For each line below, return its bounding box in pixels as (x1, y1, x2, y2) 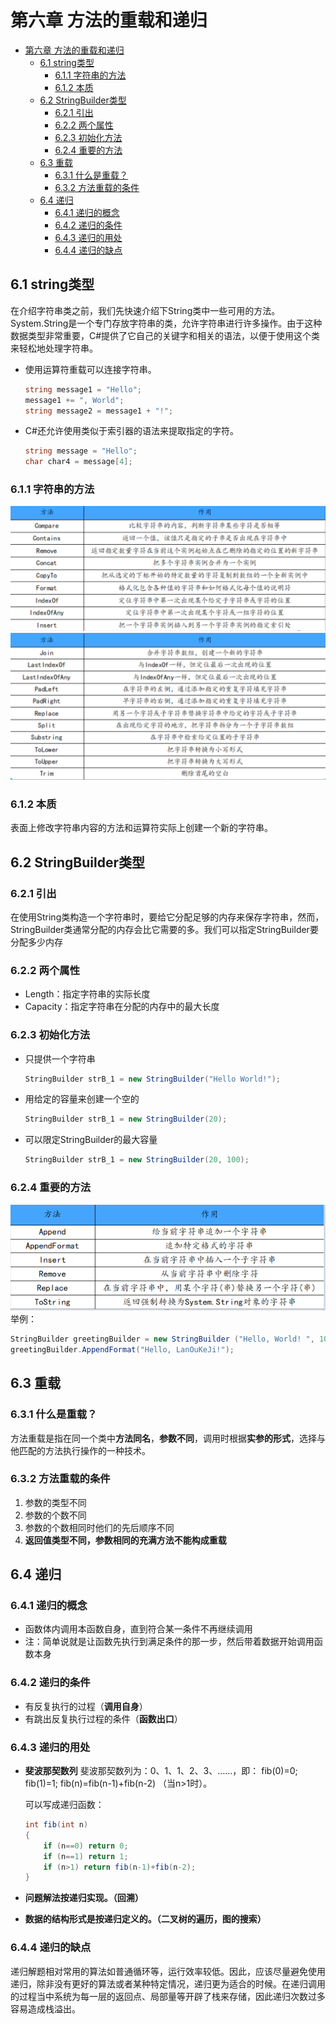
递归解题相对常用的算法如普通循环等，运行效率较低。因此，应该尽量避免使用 (10, 1965, 326, 1977)
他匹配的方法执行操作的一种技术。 (10, 1444, 151, 1456)
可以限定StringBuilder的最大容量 (24, 1134, 158, 1146)
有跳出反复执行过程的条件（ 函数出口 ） (24, 1712, 183, 1725)
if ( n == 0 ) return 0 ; (43, 1841, 129, 1851)
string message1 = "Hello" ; (24, 384, 142, 395)
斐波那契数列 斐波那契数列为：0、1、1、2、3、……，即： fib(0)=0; (24, 1765, 298, 1777)
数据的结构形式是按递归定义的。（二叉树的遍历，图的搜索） (24, 1913, 267, 1925)
